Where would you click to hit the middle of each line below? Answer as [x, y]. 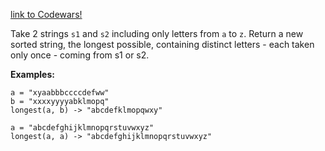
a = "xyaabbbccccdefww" [60, 93]
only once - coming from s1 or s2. [80, 55]
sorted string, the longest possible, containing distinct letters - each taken [162, 44]
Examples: [32, 74]
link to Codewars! [46, 14]
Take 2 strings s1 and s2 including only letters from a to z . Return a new [157, 33]
